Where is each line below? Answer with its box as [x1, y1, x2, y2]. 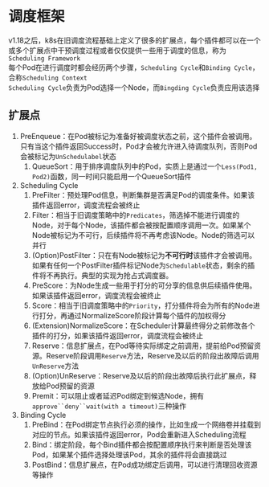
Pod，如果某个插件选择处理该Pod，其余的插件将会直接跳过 [31, 449, 227, 459]
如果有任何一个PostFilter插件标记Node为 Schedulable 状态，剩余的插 [31, 260, 255, 270]
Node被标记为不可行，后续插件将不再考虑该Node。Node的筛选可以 [31, 230, 255, 239]
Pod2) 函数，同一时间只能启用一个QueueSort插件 [31, 171, 192, 181]
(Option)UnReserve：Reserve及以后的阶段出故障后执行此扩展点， [31, 370, 250, 380]
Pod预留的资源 [46, 381, 95, 391]
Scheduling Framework [8, 54, 81, 63]
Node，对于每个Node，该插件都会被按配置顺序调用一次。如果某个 [31, 220, 251, 230]
